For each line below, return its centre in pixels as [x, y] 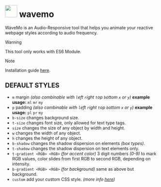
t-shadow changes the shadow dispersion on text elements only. [75, 148]
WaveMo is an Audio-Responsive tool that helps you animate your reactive [79, 28]
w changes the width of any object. [46, 133]
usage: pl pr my [28, 112]
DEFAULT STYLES [32, 85]
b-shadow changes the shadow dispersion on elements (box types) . [78, 143]
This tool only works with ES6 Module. [43, 51]
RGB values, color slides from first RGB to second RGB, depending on [81, 158]
